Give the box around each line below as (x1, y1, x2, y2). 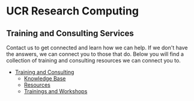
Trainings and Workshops (23, 88, 88, 94)
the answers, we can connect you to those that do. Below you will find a (6, 50, 184, 58)
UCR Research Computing (6, 4, 139, 18)
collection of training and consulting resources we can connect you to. (6, 57, 181, 64)
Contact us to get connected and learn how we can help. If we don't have (6, 44, 188, 51)
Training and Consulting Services (6, 28, 134, 38)
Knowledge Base (23, 75, 66, 82)
